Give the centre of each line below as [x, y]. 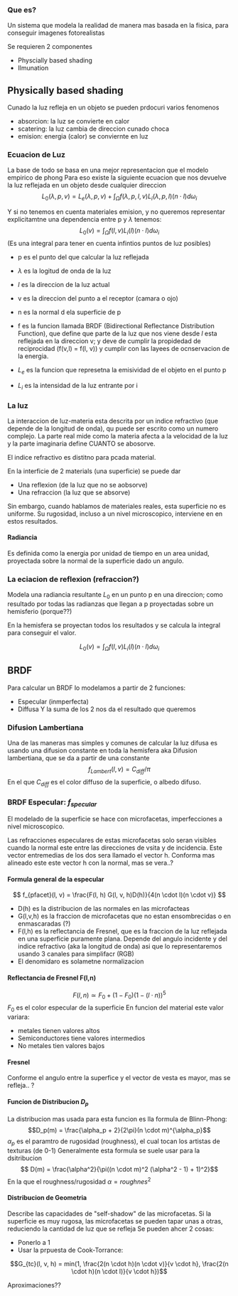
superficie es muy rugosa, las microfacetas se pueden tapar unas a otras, [115, 1221]
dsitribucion [25, 1158]
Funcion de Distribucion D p [48, 1102]
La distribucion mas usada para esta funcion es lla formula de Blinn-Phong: [117, 1119]
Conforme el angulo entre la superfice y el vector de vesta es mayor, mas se [119, 1078]
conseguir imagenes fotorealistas [56, 33]
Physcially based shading [55, 60]
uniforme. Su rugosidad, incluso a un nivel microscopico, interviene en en [115, 514]
